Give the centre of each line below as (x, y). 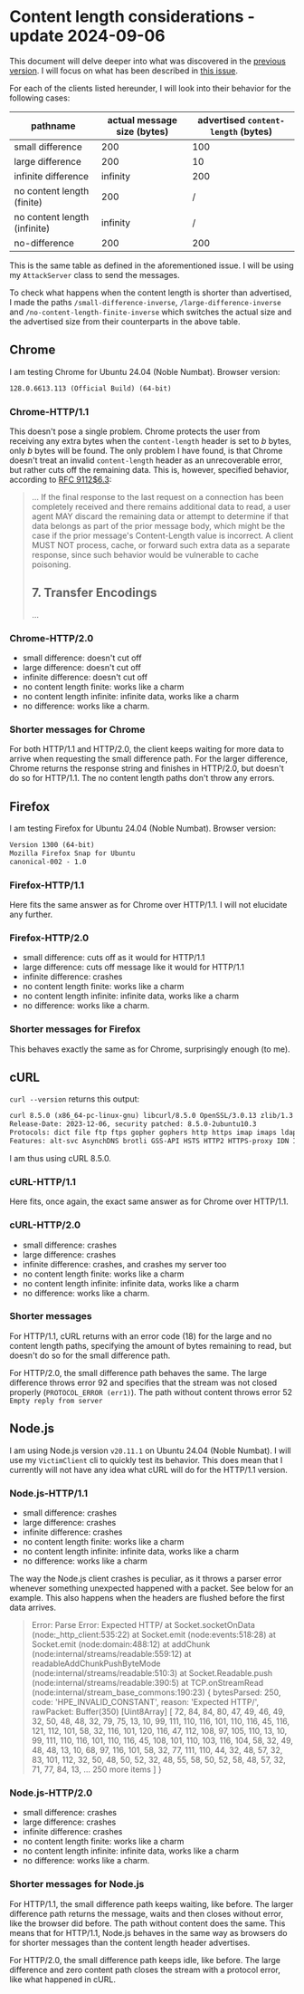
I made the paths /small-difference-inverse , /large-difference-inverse (146, 302)
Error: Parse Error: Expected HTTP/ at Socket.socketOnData (143, 1624)
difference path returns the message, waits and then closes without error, (146, 1913)
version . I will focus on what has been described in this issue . (123, 71)
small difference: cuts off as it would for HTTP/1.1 (114, 958)
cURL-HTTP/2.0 (45, 1225)
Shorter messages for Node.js (77, 1884)
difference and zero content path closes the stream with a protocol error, (145, 1970)
